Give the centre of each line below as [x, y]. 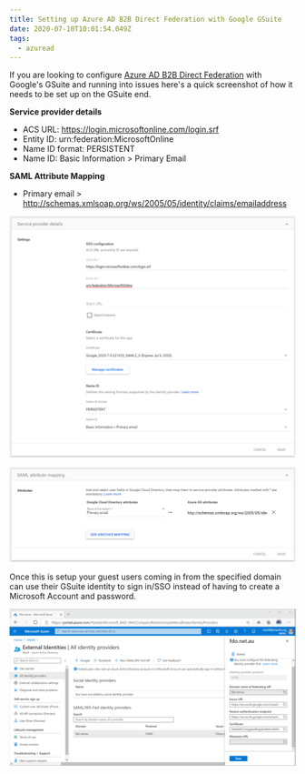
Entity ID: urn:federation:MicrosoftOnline [98, 139]
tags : [20, 38]
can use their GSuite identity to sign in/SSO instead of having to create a [144, 587]
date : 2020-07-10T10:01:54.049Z [70, 29]
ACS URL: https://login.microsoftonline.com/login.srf [121, 130]
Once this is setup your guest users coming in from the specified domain [145, 577]
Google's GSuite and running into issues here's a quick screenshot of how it [151, 85]
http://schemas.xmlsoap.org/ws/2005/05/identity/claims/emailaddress [155, 204]
